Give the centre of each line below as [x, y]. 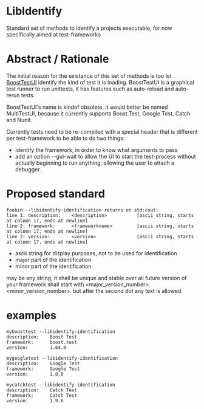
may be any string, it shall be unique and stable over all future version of [97, 278]
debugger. [28, 169]
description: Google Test [43, 363]
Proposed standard [56, 194]
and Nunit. [19, 120]
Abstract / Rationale [58, 59]
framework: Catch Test [42, 395]
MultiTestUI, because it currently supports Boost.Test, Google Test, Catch [98, 113]
